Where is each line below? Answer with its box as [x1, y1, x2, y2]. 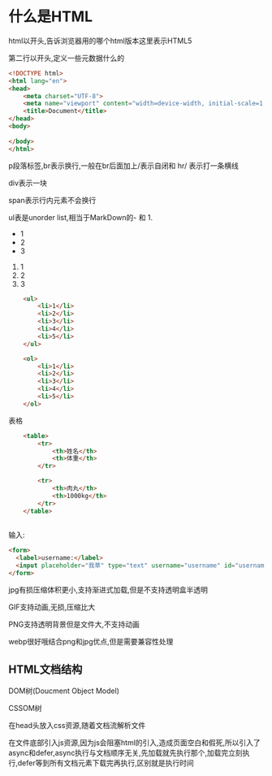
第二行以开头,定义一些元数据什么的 [8, 53, 125, 63]
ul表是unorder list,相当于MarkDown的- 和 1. [8, 212, 153, 222]
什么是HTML [8, 7, 93, 26]
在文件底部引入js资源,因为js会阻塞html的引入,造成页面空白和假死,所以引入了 [8, 737, 261, 748]
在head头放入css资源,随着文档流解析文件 [8, 720, 146, 730]
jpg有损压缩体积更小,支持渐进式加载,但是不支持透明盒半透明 [8, 584, 209, 594]
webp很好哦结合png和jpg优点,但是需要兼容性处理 [8, 636, 174, 646]
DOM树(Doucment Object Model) [8, 686, 120, 696]
